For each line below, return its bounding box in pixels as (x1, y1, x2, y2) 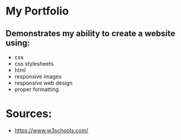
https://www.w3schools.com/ (14, 127, 88, 134)
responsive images (14, 73, 62, 80)
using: (5, 37, 30, 48)
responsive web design (14, 80, 73, 86)
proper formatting (14, 86, 59, 93)
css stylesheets (14, 60, 54, 67)
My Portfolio (5, 4, 69, 18)
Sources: (5, 107, 52, 121)
